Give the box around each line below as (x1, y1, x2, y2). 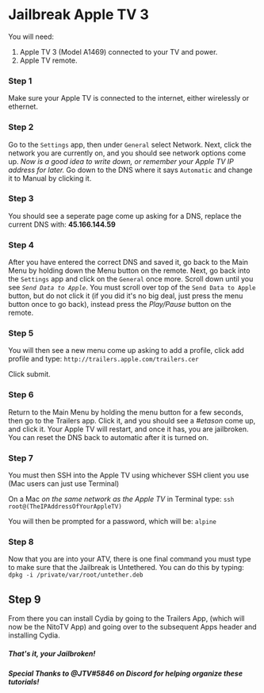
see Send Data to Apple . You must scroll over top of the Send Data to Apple (8, 283, 256, 293)
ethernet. (8, 101, 38, 112)
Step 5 (8, 327, 34, 339)
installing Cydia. (8, 630, 61, 640)
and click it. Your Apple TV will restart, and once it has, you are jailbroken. (8, 424, 249, 434)
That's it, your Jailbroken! (8, 649, 96, 658)
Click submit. (8, 369, 52, 379)
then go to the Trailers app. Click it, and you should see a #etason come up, (8, 415, 256, 425)
